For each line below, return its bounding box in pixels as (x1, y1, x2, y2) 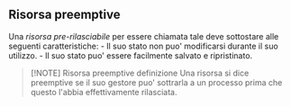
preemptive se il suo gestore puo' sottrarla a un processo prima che (30, 76, 283, 88)
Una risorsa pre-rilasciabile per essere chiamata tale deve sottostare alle (8, 31, 279, 41)
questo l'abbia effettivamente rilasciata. (30, 86, 177, 97)
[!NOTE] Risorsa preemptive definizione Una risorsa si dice (30, 67, 250, 78)
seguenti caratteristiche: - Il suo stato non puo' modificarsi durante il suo (8, 40, 278, 51)
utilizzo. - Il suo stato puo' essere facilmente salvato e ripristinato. (8, 49, 253, 61)
